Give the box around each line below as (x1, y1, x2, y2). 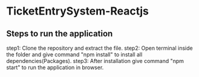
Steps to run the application (6, 28, 113, 39)
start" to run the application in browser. (6, 64, 104, 71)
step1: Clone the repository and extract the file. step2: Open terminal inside (6, 44, 193, 52)
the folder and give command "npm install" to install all (6, 51, 143, 58)
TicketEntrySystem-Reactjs (6, 4, 149, 18)
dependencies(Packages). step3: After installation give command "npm (6, 58, 184, 64)
